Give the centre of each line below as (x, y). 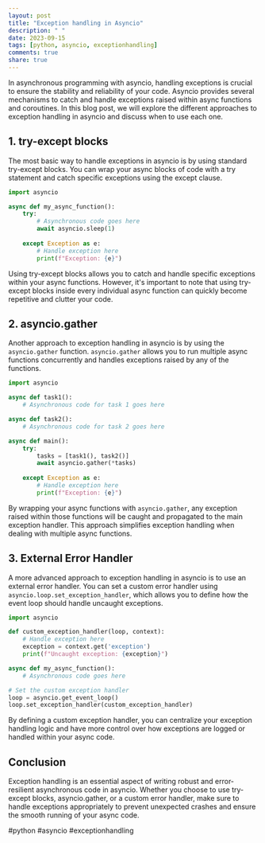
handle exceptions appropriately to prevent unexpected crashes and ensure (132, 807)
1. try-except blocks (58, 141)
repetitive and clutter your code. (61, 299)
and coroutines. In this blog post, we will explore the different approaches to (133, 107)
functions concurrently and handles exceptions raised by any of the (119, 360)
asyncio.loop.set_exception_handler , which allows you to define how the (128, 595)
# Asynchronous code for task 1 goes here (94, 405)
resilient (21, 790)
